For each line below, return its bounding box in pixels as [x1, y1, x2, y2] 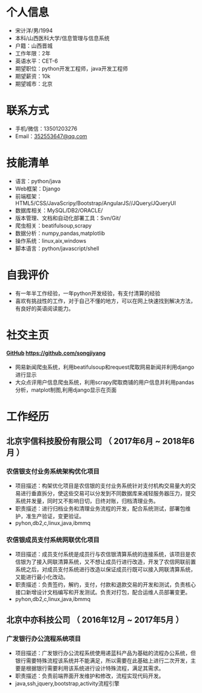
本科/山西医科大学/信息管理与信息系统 [15, 34, 110, 41]
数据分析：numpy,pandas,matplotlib [15, 229, 105, 237]
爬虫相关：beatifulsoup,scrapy [15, 221, 92, 229]
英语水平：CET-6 [15, 57, 58, 64]
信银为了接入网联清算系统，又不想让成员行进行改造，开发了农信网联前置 [15, 558, 196, 566]
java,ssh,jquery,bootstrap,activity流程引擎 [15, 680, 120, 687]
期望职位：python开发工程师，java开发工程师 [15, 64, 129, 72]
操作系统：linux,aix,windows [15, 237, 87, 244]
